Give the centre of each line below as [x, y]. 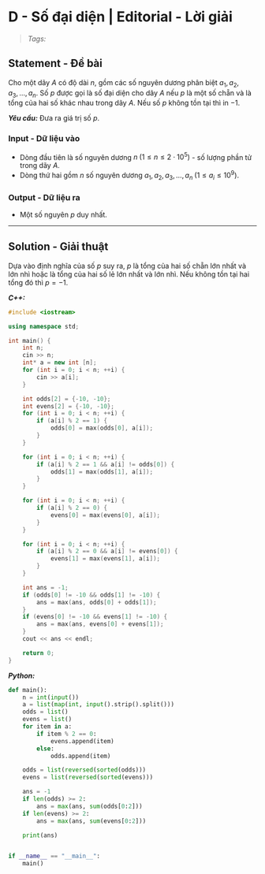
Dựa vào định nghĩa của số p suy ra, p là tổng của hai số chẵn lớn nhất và [127, 266]
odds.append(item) [80, 756]
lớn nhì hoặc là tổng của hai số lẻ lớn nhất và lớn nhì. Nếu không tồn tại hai [129, 274]
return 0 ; [39, 653]
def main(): [28, 690]
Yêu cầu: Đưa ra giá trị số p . [54, 118]
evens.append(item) [82, 741]
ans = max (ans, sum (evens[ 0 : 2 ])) [91, 821]
